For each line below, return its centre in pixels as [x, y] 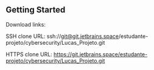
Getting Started [36, 10]
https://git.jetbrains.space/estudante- [100, 54]
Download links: [26, 24]
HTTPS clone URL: [29, 54]
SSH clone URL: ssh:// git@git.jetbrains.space [62, 36]
